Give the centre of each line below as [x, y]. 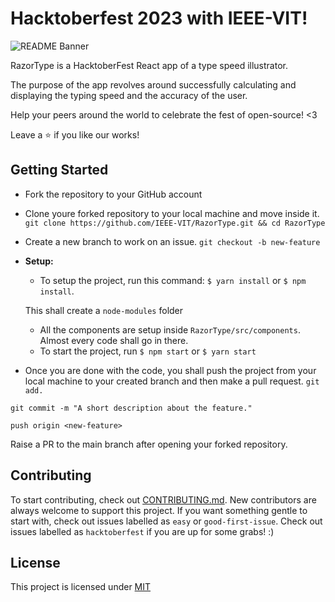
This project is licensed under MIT [81, 587]
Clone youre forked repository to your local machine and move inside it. [172, 213]
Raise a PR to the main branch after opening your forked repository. [149, 444]
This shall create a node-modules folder [104, 310]
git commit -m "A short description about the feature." [131, 408]
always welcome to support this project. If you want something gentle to [159, 510]
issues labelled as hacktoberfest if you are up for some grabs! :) [142, 531]
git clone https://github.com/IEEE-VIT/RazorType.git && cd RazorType [175, 223]
